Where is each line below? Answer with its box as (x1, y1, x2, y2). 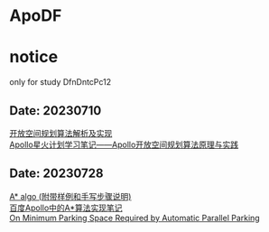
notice (9, 47, 59, 68)
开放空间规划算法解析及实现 (9, 127, 113, 138)
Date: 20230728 (9, 166, 104, 181)
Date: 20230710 (9, 103, 102, 118)
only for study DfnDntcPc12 (9, 77, 111, 88)
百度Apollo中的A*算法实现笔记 (9, 202, 124, 213)
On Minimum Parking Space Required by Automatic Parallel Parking (9, 212, 260, 223)
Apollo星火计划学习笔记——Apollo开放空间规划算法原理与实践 (9, 139, 239, 150)
